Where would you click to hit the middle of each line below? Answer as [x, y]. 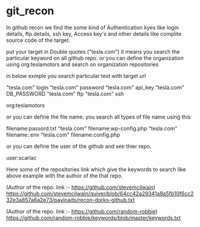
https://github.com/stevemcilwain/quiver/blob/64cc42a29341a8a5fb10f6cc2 [100, 193]
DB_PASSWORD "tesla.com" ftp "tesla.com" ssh [65, 94]
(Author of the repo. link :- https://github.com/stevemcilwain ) [81, 187]
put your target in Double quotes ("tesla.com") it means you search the [93, 51]
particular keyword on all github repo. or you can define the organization [95, 58]
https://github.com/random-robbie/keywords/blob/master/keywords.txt [93, 217]
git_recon [30, 11]
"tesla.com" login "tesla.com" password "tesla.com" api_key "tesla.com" [95, 87]
